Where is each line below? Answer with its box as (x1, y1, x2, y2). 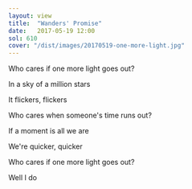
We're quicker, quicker (8, 142, 83, 151)
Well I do (8, 173, 38, 183)
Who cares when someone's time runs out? (8, 110, 153, 121)
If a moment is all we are (8, 126, 90, 136)
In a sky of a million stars (8, 80, 91, 89)
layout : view (8, 11, 52, 20)
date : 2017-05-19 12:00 (8, 27, 95, 35)
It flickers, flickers (8, 95, 67, 105)
